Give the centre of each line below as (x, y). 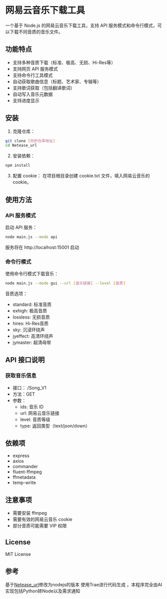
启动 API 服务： (21, 227)
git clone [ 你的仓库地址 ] (30, 141)
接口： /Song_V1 (29, 387)
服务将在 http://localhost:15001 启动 (42, 247)
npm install (18, 165)
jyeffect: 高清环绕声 (33, 336)
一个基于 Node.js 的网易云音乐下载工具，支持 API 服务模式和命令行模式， (81, 25)
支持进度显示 (26, 100)
